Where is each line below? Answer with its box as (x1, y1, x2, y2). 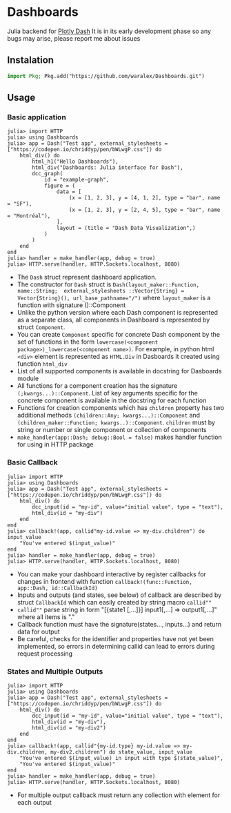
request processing (17, 649, 73, 658)
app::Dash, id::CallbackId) (17, 585, 98, 591)
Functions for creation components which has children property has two (17, 404, 225, 412)
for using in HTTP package (17, 440, 94, 449)
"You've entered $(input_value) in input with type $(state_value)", (19, 754, 224, 761)
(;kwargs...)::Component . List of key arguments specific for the (17, 389, 198, 398)
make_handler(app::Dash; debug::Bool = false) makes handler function (17, 433, 222, 442)
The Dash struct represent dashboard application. (17, 273, 157, 282)
